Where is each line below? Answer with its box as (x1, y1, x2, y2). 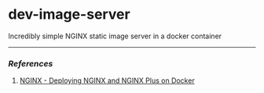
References (8, 58, 53, 69)
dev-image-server (8, 5, 131, 23)
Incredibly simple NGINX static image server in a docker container (8, 31, 222, 41)
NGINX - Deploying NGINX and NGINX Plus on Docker (19, 76, 195, 85)
